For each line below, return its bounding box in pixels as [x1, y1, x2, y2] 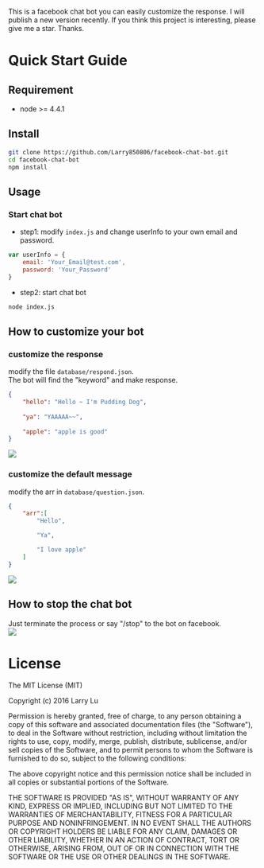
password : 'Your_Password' [22, 266, 112, 274]
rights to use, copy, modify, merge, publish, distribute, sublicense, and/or [8, 737, 247, 746]
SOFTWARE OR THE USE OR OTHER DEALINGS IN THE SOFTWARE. [8, 852, 231, 862]
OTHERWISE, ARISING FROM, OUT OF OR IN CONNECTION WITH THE [8, 843, 239, 854]
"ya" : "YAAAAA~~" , [22, 413, 83, 421]
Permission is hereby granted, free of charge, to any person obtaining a [8, 711, 242, 721]
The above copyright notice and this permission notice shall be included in [8, 769, 251, 779]
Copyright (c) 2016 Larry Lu [8, 696, 99, 706]
